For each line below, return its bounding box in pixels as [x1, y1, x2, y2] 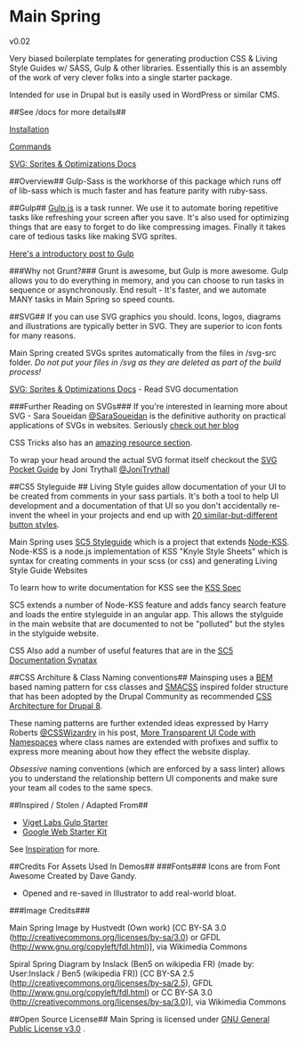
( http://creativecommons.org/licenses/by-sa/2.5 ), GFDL [9, 977, 213, 988]
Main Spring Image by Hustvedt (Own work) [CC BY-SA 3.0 [9, 922, 227, 933]
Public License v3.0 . [9, 1023, 86, 1034]
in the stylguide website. [9, 627, 100, 639]
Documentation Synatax [9, 654, 98, 666]
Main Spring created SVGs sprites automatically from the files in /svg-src [9, 347, 278, 358]
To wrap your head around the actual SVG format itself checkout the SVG [9, 454, 278, 465]
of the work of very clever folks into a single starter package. [9, 71, 233, 82]
